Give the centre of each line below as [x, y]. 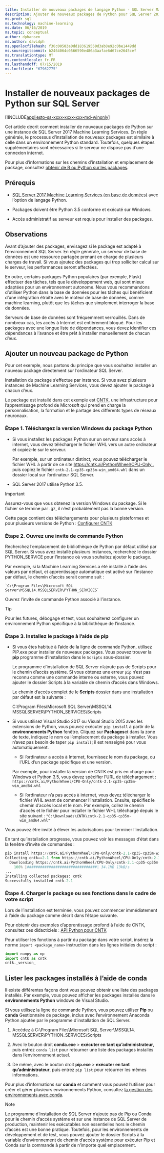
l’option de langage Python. [40, 200]
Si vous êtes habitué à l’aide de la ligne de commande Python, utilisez [82, 647]
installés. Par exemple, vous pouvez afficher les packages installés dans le [80, 995]
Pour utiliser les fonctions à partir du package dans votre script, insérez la [79, 940]
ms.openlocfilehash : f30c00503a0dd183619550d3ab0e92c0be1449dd [71, 46]
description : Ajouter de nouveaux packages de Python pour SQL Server [78, 14]
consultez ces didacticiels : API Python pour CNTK [56, 930]
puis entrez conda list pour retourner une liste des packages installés [83, 1050]
